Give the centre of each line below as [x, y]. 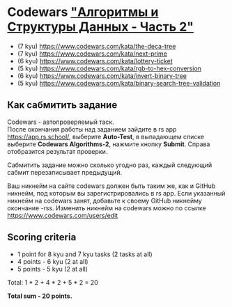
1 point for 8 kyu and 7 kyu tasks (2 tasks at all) [85, 254]
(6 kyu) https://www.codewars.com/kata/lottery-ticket [95, 61]
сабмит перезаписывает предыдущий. [65, 172]
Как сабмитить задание [62, 105]
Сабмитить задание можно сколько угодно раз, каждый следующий [110, 165]
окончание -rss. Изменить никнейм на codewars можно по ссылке [107, 208]
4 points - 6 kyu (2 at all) [53, 261]
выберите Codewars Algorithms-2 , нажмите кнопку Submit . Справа [109, 144]
